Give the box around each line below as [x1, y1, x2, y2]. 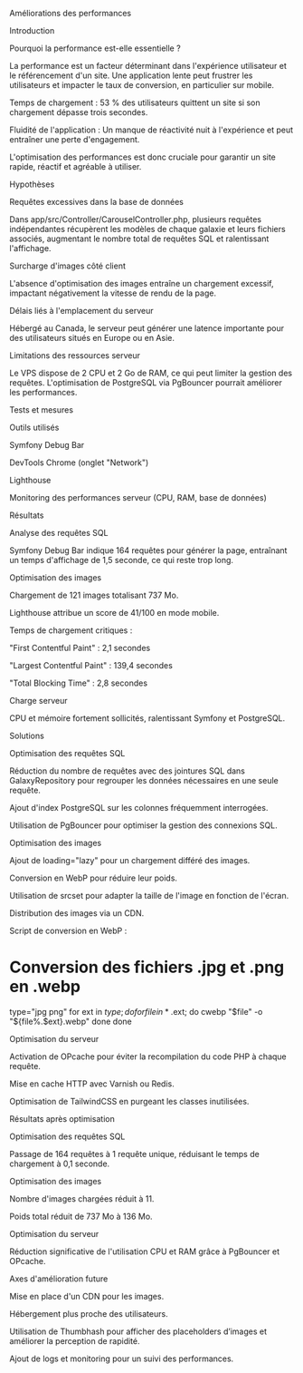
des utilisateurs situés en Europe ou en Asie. [9, 333, 175, 343]
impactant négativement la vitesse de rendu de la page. [9, 287, 217, 298]
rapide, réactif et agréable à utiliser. [9, 161, 142, 171]
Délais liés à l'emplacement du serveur [9, 306, 154, 316]
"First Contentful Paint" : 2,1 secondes [9, 643, 151, 653]
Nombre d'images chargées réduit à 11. [9, 1193, 155, 1204]
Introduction [9, 25, 55, 35]
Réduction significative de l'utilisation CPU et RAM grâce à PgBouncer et [9, 1246, 280, 1257]
